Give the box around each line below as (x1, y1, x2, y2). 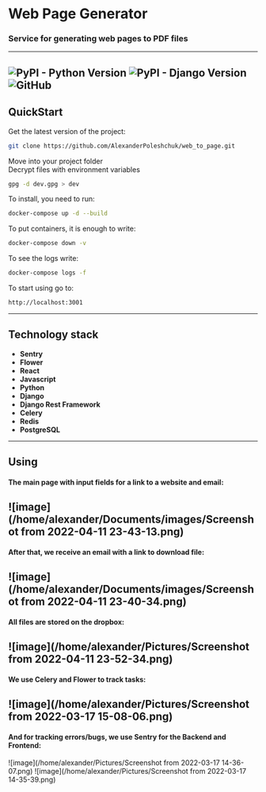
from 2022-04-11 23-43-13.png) (21, 525, 184, 539)
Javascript (19, 374, 56, 384)
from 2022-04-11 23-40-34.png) (21, 595, 188, 609)
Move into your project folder (8, 156, 104, 166)
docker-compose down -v (8, 239, 87, 247)
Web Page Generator (8, 5, 148, 23)
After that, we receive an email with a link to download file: (8, 547, 204, 557)
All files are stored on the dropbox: (8, 617, 125, 626)
